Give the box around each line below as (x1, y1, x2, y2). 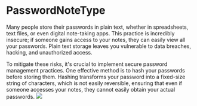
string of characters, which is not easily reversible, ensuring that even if (6, 79, 183, 87)
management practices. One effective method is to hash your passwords (6, 66, 185, 74)
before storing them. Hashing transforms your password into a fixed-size (6, 73, 186, 80)
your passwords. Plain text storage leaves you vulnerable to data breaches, (6, 43, 192, 50)
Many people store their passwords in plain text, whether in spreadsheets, (6, 23, 189, 31)
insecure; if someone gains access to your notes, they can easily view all (6, 36, 186, 43)
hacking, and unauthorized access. (6, 49, 93, 56)
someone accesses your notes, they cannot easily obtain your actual (6, 86, 176, 93)
